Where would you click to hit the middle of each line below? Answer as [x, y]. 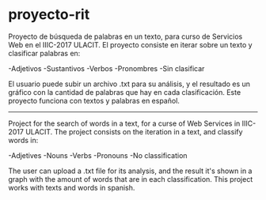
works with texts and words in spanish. [72, 187]
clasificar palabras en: [44, 53]
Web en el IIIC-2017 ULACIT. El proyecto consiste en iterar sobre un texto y [130, 44]
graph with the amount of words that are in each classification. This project [131, 179]
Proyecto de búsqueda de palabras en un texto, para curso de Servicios [125, 36]
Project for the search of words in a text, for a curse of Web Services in [124, 123]
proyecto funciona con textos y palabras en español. [94, 100]
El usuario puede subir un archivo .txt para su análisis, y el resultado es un [129, 84]
